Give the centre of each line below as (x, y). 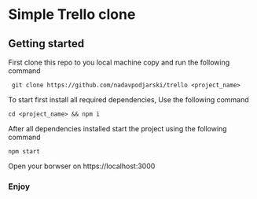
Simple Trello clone (72, 15)
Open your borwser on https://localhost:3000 (82, 166)
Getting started (46, 44)
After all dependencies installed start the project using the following (117, 129)
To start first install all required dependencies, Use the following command (128, 99)
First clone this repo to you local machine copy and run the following (119, 62)
